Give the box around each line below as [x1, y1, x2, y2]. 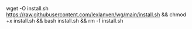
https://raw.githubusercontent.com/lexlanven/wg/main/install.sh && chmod [6, 11, 186, 18]
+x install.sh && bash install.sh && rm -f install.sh [6, 17, 124, 24]
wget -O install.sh [6, 5, 49, 12]
